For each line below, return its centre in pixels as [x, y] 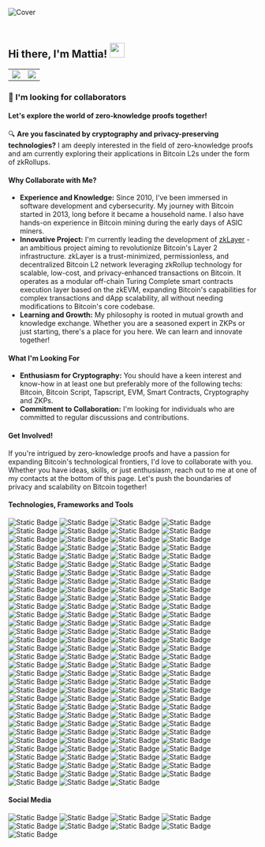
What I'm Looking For [44, 358]
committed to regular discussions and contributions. [104, 417]
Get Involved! [31, 435]
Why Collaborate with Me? [52, 180]
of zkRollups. [30, 162]
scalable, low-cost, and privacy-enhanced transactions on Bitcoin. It [131, 273]
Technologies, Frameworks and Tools [71, 505]
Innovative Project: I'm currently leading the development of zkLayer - [134, 240]
